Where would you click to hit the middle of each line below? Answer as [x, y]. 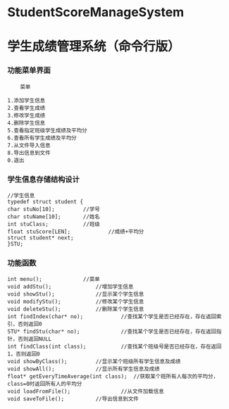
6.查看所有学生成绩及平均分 [42, 138]
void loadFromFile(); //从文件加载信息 [86, 391]
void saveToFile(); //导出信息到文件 [73, 399]
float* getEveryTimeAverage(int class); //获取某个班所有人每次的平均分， [113, 377]
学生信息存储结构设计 [43, 179]
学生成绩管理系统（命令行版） [94, 47]
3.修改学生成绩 [26, 115]
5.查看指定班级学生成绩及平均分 [47, 130]
